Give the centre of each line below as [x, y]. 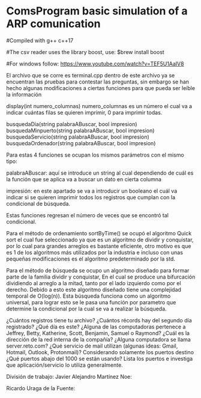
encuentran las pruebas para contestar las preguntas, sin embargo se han [98, 82]
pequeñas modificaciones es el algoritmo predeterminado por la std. [91, 259]
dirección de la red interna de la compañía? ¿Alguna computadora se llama [98, 339]
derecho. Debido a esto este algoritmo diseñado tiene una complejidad [94, 289]
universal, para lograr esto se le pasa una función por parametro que [91, 302]
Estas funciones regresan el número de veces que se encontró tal [88, 215]
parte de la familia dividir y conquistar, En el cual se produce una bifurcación [101, 277]
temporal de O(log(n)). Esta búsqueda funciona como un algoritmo [88, 296]
